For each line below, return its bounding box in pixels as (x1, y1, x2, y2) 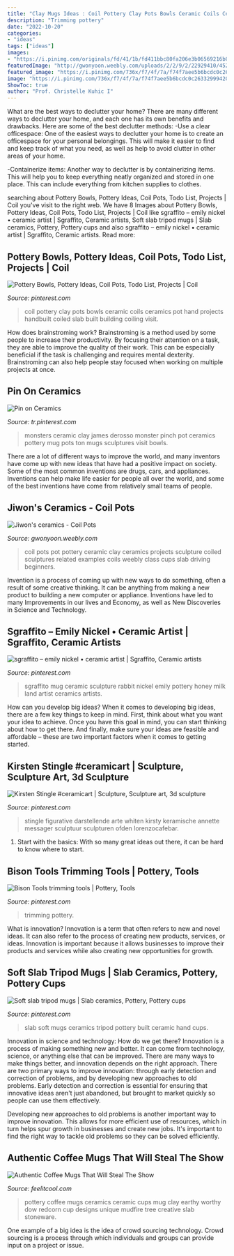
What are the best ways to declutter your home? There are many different (7, 107, 218, 116)
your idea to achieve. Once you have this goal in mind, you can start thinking (7, 718, 227, 726)
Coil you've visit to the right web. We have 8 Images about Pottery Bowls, (7, 201, 218, 209)
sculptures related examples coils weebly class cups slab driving (24, 555, 211, 563)
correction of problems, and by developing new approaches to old (7, 1074, 197, 1082)
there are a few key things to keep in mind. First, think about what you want (7, 710, 223, 719)
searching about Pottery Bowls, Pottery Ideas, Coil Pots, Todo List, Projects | (7, 193, 226, 202)
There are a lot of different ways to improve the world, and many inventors (7, 451, 221, 461)
